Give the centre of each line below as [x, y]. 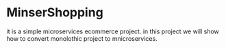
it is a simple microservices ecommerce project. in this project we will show [113, 31]
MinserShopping [55, 13]
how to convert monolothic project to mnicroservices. [82, 38]
